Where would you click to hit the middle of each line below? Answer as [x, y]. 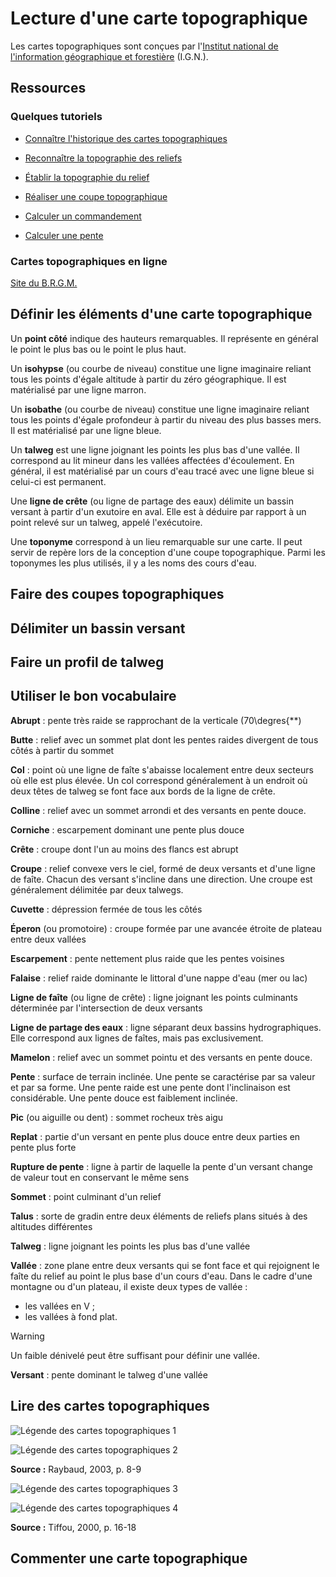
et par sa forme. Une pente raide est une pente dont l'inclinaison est [150, 1087]
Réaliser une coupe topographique [96, 196]
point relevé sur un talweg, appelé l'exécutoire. [106, 522]
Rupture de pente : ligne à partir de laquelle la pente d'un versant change [162, 1166]
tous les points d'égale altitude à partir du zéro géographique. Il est [148, 379]
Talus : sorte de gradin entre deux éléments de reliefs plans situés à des [159, 1216]
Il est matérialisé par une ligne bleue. [86, 430]
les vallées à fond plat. [71, 1316]
